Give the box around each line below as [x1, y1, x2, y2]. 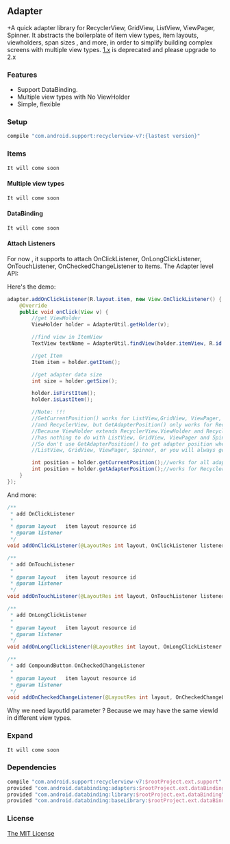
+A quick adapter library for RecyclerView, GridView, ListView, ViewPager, [7, 23, 216, 32]
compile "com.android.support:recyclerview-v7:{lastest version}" [7, 133, 201, 140]
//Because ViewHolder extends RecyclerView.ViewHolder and [31, 428, 204, 435]
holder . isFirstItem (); [31, 390, 97, 397]
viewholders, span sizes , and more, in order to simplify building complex [7, 38, 214, 47]
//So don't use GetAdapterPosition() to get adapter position [31, 440, 213, 448]
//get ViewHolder [31, 315, 81, 322]
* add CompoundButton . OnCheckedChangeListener [10, 662, 146, 669]
